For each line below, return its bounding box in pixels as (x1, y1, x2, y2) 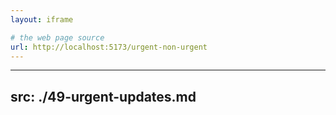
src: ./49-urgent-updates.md (10, 88, 197, 105)
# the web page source (10, 32, 105, 43)
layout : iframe (10, 14, 74, 25)
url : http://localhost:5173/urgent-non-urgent (10, 42, 208, 52)
